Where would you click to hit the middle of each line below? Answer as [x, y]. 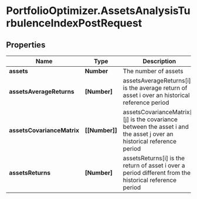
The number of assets [153, 71]
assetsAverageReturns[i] [157, 80]
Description [159, 61]
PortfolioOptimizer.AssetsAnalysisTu [98, 11]
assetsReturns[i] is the [154, 158]
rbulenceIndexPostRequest [74, 23]
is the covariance [154, 119]
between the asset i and [156, 127]
